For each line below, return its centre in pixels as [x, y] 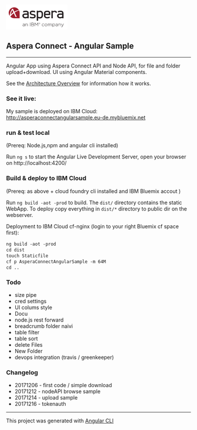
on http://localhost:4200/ [36, 163]
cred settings [30, 301]
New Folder [28, 351]
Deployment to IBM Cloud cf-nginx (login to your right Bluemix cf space [92, 226]
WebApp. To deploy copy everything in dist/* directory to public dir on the [97, 209]
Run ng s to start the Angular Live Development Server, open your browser [96, 157]
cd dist [16, 250]
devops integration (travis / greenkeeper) [64, 357]
